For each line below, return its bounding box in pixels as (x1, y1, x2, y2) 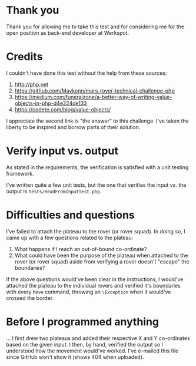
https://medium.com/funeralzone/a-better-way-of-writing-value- (14, 93, 172, 100)
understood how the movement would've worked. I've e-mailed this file (6, 347, 179, 354)
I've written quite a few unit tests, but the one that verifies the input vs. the (6, 181, 187, 189)
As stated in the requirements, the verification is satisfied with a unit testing (6, 163, 189, 171)
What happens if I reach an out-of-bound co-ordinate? (14, 245, 147, 252)
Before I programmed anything (6, 315, 160, 328)
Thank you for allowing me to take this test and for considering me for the (6, 23, 184, 30)
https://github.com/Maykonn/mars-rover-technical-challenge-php (14, 87, 175, 94)
